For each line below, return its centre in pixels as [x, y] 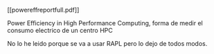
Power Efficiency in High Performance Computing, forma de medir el [105, 23]
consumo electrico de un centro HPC [60, 30]
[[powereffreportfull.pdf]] [43, 10]
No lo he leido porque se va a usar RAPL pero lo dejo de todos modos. [107, 43]
